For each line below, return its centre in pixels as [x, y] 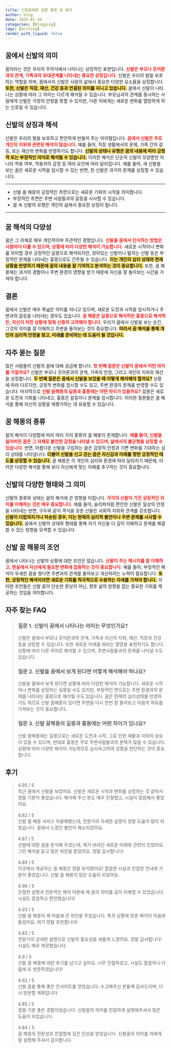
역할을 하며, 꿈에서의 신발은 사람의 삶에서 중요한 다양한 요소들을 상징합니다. [89, 82]
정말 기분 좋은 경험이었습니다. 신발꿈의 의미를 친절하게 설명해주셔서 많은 [89, 1010]
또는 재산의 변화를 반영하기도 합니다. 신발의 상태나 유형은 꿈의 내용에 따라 [84, 151]
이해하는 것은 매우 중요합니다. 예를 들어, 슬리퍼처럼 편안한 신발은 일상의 [85, 504]
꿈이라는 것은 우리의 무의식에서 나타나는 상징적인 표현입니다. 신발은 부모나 [78, 69]
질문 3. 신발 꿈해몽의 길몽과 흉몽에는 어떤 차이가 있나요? [82, 723]
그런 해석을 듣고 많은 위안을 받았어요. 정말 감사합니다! [70, 851]
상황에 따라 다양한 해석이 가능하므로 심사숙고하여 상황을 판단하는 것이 [86, 748]
